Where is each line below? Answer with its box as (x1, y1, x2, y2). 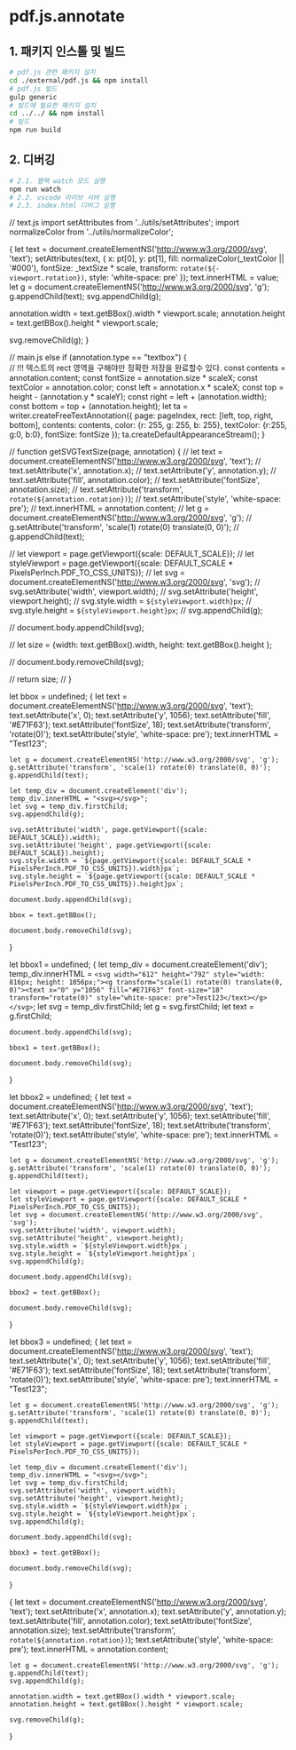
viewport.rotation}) (9, 273, 86, 283)
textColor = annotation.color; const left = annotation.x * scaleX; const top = (9, 382, 284, 392)
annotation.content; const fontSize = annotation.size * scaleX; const (9, 373, 259, 384)
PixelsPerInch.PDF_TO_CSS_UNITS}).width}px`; (9, 864, 180, 874)
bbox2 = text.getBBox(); (9, 1288, 101, 1297)
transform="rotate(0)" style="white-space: (9, 994, 173, 1002)
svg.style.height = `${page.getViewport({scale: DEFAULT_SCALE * (9, 872, 255, 881)
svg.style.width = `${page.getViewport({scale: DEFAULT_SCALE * (9, 857, 252, 866)
